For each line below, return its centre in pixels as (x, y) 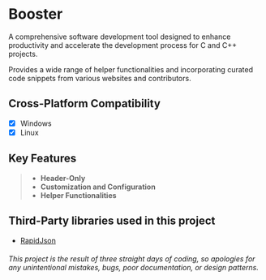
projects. (23, 54)
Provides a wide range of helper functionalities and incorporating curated (131, 69)
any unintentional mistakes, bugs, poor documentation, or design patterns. (134, 268)
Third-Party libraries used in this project (112, 221)
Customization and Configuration (98, 187)
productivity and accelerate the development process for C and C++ (123, 45)
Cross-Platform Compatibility (84, 103)
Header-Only (63, 178)
